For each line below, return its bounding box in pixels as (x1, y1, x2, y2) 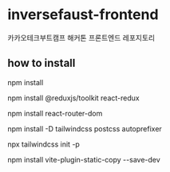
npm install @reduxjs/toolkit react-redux (7, 93, 140, 103)
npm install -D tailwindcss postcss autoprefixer (7, 123, 163, 133)
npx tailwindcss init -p (7, 139, 81, 149)
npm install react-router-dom (7, 108, 103, 118)
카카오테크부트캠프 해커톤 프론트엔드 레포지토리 (7, 33, 156, 42)
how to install (7, 57, 76, 70)
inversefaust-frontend (7, 6, 159, 24)
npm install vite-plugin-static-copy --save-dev (7, 154, 160, 164)
